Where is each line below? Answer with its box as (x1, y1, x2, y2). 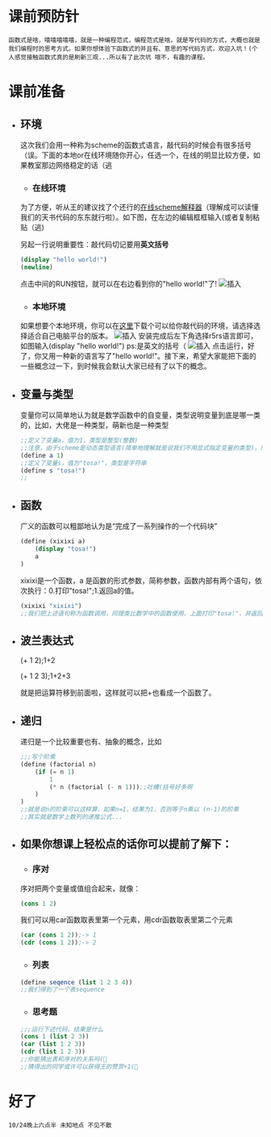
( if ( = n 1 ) (35, 768, 75, 776)
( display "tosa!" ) (35, 545, 97, 553)
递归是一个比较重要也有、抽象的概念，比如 (19, 736, 162, 747)
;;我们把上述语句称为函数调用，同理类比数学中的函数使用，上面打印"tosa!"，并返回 (19, 609, 264, 618)
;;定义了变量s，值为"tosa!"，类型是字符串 (19, 459, 147, 467)
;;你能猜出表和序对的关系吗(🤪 (19, 1055, 107, 1064)
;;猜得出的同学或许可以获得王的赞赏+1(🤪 (19, 1063, 139, 1071)
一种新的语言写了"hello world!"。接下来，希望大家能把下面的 (55, 351, 256, 361)
